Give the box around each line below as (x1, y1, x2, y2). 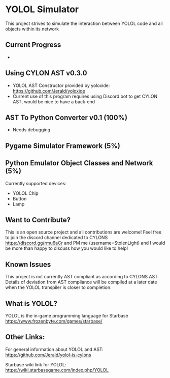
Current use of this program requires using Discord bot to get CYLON (12, 93, 158, 99)
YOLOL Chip (12, 190, 39, 196)
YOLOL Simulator (5, 4, 79, 15)
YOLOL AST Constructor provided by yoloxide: (12, 82, 110, 89)
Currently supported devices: (5, 180, 67, 186)
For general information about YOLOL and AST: (5, 346, 104, 352)
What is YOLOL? (5, 299, 57, 308)
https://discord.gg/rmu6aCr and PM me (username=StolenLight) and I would (5, 240, 165, 246)
